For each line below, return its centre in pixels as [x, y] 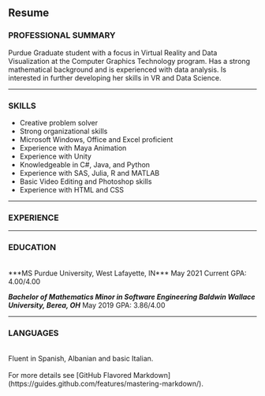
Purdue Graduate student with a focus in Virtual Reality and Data [113, 52]
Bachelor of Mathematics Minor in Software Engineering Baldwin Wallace [132, 297]
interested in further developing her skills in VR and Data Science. [115, 77]
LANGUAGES [34, 333]
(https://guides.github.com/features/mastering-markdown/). [106, 383]
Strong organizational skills [63, 131]
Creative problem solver [59, 122]
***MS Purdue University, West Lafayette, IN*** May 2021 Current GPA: [127, 273]
